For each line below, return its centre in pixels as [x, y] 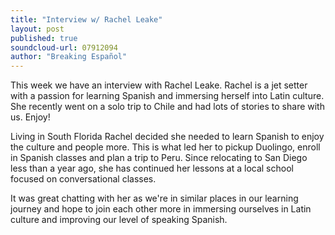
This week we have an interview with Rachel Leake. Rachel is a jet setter [159, 85]
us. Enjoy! [30, 117]
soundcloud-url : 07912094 [64, 47]
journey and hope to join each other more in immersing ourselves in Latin [161, 209]
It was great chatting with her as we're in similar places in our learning [154, 198]
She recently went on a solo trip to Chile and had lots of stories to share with [167, 107]
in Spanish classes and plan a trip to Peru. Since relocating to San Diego [159, 158]
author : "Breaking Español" [69, 57]
